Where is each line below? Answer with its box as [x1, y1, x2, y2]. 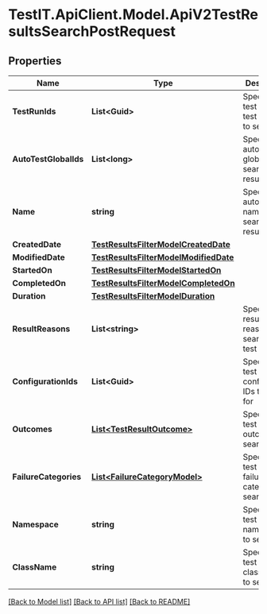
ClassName [12, 562, 57, 573]
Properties [8, 54, 62, 68]
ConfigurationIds [12, 376, 78, 387]
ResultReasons [12, 323, 71, 334]
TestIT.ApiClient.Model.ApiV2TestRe [8, 6, 259, 24]
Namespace [12, 519, 60, 530]
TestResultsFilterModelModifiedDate [91, 252, 234, 263]
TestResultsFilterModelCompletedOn [91, 278, 236, 288]
